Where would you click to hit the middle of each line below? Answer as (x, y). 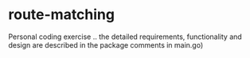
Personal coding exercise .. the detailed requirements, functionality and (125, 37)
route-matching (62, 15)
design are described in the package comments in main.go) (106, 44)
